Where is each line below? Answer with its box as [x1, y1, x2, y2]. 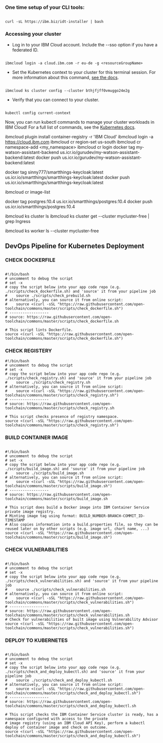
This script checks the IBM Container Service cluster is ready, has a [9, 712, 159, 717]
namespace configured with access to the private [5, 717, 108, 721]
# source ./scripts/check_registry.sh [5, 380, 91, 385]
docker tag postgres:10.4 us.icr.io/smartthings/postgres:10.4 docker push [5, 198, 153, 204]
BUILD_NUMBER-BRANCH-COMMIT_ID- [79, 513, 145, 518]
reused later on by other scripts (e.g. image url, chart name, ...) [5, 526, 150, 531]
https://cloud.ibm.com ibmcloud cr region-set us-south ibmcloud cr [5, 139, 141, 145]
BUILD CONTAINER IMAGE [5, 434, 68, 441]
